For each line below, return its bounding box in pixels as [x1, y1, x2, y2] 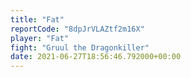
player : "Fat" [10, 33, 70, 43]
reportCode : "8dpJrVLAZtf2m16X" [10, 24, 145, 34]
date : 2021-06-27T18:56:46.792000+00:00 [10, 52, 182, 62]
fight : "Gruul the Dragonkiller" [10, 42, 150, 53]
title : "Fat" [10, 14, 65, 25]
